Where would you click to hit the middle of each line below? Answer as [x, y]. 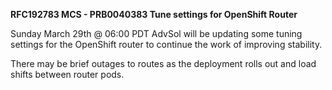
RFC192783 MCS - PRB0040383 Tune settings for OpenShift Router [154, 14]
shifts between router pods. [67, 74]
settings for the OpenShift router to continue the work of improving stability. [166, 44]
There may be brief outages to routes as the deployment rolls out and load [163, 63]
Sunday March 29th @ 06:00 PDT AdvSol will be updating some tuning [156, 33]
